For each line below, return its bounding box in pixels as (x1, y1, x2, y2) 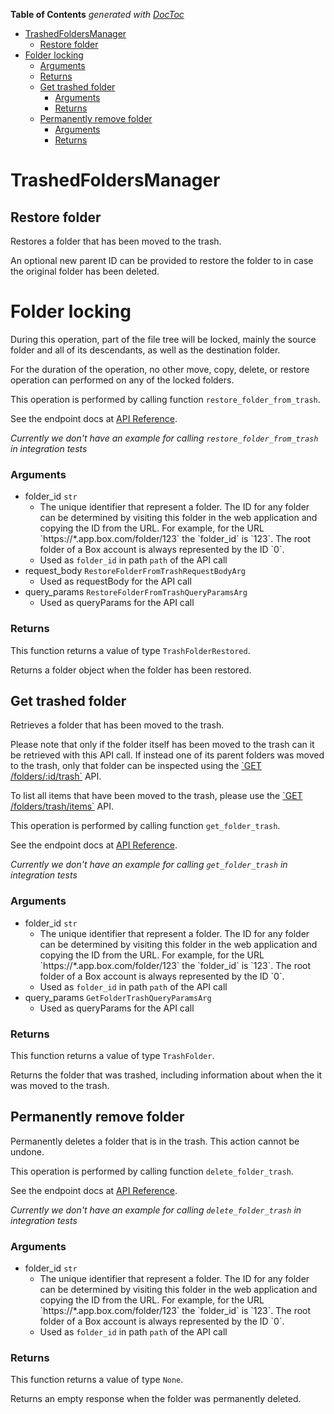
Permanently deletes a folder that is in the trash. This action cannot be (10, 1135, 300, 1147)
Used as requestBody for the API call (39, 575, 192, 588)
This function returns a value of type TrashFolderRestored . (10, 644, 251, 656)
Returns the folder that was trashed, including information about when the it (10, 1069, 323, 1081)
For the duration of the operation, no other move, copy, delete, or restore (10, 363, 310, 375)
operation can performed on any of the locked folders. (10, 374, 235, 386)
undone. (10, 1145, 45, 1158)
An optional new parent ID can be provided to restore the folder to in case (10, 255, 314, 266)
